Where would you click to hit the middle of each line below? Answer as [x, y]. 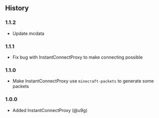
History [17, 8]
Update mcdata [28, 33]
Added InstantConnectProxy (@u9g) [50, 110]
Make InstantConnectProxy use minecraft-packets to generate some [83, 81]
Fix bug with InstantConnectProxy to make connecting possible [77, 57]
